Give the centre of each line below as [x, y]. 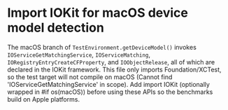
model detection [56, 28]
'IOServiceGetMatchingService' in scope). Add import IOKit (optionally [108, 84]
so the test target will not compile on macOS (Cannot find [90, 77]
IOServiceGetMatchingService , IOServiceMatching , [79, 55]
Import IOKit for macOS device [98, 13]
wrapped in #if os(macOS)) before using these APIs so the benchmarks [110, 92]
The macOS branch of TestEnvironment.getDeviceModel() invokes [102, 47]
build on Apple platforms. [44, 99]
